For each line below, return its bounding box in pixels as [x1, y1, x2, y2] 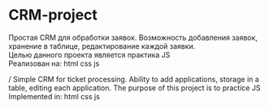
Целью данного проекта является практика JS [8, 50, 171, 59]
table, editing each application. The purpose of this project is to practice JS [8, 83, 261, 93]
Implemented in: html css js [8, 91, 100, 101]
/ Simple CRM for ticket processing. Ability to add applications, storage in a [8, 74, 260, 84]
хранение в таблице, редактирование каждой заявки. [8, 41, 196, 50]
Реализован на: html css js [8, 59, 100, 68]
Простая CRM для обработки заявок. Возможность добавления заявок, [8, 33, 258, 42]
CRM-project [8, 6, 98, 24]
